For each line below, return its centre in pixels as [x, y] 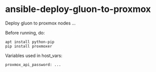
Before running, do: [25, 32]
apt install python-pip [30, 42]
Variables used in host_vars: [34, 55]
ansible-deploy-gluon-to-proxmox [78, 9]
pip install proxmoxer [29, 46]
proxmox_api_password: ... [33, 64]
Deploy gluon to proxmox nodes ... [40, 23]
